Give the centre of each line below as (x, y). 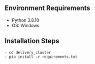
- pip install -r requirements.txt (41, 57)
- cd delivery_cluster (28, 52)
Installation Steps (32, 41)
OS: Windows (26, 25)
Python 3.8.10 (26, 20)
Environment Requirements (47, 8)
